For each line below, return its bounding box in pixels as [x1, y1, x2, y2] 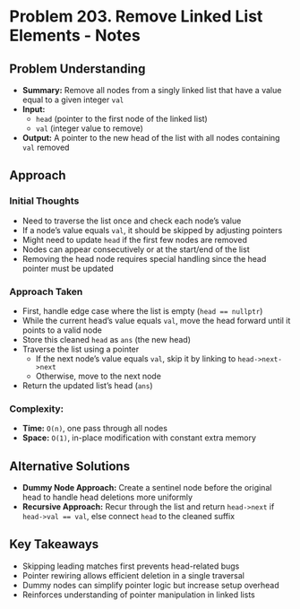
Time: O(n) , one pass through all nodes [21, 423, 168, 434]
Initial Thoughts [9, 195, 80, 207]
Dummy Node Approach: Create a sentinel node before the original [21, 483, 272, 493]
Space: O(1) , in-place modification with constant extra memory [21, 432, 257, 443]
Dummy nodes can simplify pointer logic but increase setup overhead [21, 579, 279, 590]
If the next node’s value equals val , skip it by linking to [35, 352, 236, 364]
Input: [21, 104, 46, 114]
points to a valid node [21, 325, 103, 335]
